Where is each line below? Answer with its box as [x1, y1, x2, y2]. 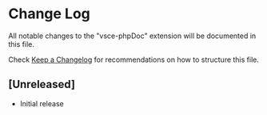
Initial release [19, 98, 64, 108]
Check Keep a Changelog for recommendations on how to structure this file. [8, 55, 260, 64]
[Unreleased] [8, 78, 76, 91]
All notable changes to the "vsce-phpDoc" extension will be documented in [8, 31, 257, 40]
